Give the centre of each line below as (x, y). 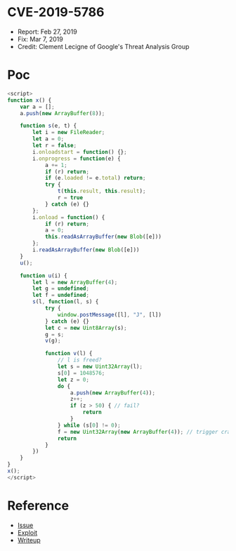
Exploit (27, 532)
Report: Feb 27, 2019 (47, 32)
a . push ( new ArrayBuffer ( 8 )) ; (63, 113)
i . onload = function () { (69, 217)
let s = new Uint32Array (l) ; (100, 366)
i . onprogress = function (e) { (77, 159)
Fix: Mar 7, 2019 (40, 39)
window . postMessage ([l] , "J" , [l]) (109, 314)
